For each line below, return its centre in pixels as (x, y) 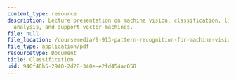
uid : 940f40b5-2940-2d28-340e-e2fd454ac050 (72, 66)
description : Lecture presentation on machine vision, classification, (114, 20)
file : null (23, 33)
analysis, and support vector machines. (73, 27)
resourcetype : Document (42, 54)
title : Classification (40, 60)
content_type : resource (42, 14)
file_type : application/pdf (48, 46)
